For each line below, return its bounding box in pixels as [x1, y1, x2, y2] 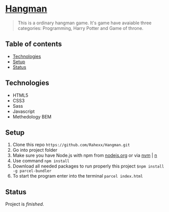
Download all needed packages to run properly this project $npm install [12, 163, 164, 169]
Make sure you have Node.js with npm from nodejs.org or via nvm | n [12, 152, 157, 158]
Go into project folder [12, 147, 57, 153]
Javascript [12, 108, 35, 114]
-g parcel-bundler [12, 168, 52, 174]
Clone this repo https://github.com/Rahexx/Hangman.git [12, 142, 130, 148]
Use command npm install [12, 158, 70, 164]
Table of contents [5, 40, 62, 49]
